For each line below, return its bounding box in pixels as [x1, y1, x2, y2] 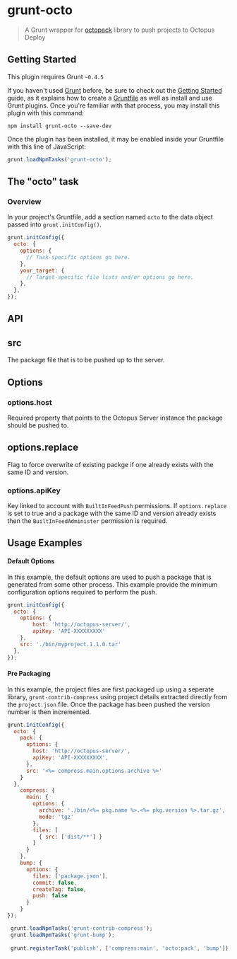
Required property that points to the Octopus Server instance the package [7, 413, 224, 422]
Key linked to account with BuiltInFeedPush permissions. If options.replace [7, 502, 227, 510]
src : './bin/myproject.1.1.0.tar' [20, 641, 121, 648]
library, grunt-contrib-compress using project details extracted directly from [7, 692, 228, 701]
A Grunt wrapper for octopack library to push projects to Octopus [24, 25, 215, 34]
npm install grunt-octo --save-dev [7, 122, 112, 130]
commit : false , [32, 879, 78, 886]
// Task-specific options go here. [25, 253, 131, 260]
